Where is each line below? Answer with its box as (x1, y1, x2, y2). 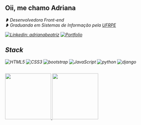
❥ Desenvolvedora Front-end (5, 17, 65, 23)
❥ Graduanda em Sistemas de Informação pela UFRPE (5, 22, 117, 28)
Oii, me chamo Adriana (5, 4, 76, 12)
